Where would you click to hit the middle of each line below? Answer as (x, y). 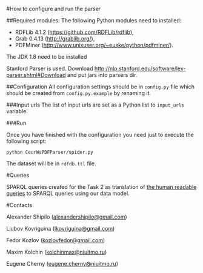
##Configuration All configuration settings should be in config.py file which (101, 87)
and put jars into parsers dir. (102, 75)
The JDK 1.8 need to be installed (47, 57)
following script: (26, 141)
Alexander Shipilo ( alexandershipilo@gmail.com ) (67, 217)
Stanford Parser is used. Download (50, 68)
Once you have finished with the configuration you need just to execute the (100, 135)
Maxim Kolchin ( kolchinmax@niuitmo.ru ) (57, 252)
